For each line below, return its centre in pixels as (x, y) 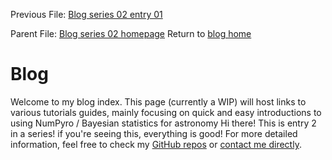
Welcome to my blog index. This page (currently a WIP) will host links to (158, 101)
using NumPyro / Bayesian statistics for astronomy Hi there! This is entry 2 (163, 123)
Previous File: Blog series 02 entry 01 (86, 14)
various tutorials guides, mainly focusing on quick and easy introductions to (166, 112)
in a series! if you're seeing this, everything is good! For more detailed (154, 133)
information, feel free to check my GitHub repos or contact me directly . (156, 144)
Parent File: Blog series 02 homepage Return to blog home (131, 33)
